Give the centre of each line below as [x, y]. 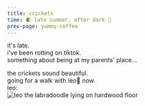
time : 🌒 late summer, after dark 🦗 [59, 20]
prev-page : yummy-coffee [43, 26]
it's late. [18, 46]
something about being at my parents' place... [72, 60]
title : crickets [30, 13]
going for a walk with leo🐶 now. [52, 81]
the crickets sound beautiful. [47, 73]
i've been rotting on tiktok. [44, 53]
